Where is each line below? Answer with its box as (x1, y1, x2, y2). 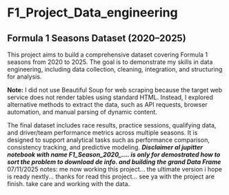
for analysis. (7, 72, 42, 81)
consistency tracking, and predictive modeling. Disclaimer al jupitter (7, 143, 203, 151)
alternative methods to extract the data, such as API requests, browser (7, 101, 208, 108)
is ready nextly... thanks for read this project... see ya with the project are (7, 172, 215, 181)
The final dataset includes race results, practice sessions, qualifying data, (7, 121, 217, 129)
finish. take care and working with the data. (7, 180, 130, 187)
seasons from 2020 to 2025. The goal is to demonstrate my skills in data (7, 58, 213, 66)
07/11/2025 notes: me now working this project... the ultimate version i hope (7, 165, 223, 173)
